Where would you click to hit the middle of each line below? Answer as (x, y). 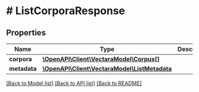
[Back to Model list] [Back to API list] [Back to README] (74, 83)
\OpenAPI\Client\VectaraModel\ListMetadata (107, 69)
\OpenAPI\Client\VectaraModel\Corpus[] (101, 59)
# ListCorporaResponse (66, 11)
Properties (26, 33)
